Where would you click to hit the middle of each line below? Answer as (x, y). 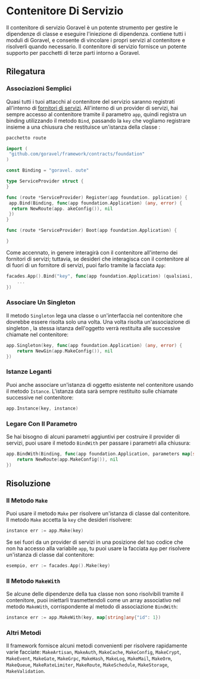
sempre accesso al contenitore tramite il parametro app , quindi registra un (96, 114)
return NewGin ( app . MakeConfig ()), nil (65, 351)
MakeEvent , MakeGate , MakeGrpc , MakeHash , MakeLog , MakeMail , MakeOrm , (89, 658)
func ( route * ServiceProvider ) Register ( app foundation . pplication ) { (97, 197)
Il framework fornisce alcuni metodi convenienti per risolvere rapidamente (97, 646)
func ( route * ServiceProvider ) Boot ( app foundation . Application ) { (92, 231)
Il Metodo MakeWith (33, 581)
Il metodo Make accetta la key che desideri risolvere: (69, 520)
